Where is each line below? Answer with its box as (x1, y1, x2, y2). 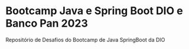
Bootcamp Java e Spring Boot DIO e (5, 4, 184, 18)
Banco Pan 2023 (5, 17, 88, 30)
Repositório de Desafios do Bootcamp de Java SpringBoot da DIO (5, 36, 165, 43)
